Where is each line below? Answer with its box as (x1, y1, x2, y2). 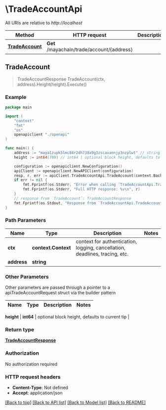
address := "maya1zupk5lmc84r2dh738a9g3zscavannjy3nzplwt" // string (14, 150, 161, 155)
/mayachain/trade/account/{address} (46, 46, 133, 53)
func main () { (5, 146, 35, 151)
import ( (5, 114, 23, 119)
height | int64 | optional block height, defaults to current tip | (5, 314, 129, 320)
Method (15, 31, 35, 38)
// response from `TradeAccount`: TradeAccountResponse (14, 196, 132, 201)
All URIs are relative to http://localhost (5, 20, 83, 26)
